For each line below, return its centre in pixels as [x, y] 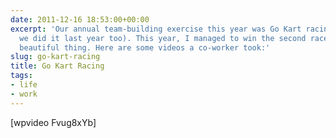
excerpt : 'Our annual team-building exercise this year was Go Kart [156, 29]
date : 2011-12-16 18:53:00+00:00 [80, 19]
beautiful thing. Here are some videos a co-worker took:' [145, 47]
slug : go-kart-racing [55, 57]
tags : [21, 76]
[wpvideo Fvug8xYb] [53, 122]
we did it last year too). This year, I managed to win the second [163, 38]
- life [24, 85]
